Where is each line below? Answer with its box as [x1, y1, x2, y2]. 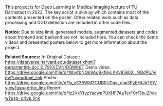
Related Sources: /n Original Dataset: [5, 54, 80, 60]
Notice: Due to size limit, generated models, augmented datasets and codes [5, 29, 158, 35]
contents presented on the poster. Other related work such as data [5, 15, 139, 20]
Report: [47, 85, 62, 90]
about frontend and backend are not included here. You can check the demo [5, 34, 159, 40]
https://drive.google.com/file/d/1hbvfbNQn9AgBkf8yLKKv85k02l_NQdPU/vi [5, 70, 157, 75]
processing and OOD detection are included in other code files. [5, 19, 132, 25]
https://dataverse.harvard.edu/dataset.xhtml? [5, 59, 96, 65]
